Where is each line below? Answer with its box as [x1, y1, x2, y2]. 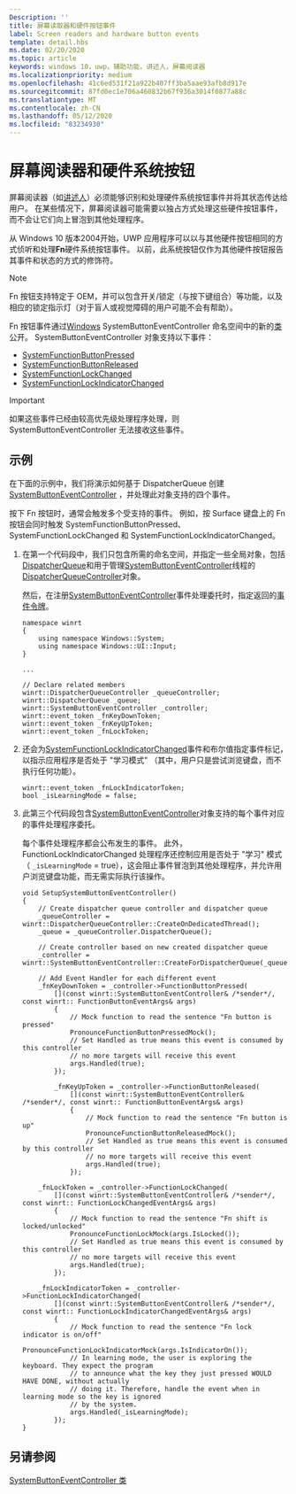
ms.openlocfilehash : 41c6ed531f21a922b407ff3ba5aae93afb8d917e [9, 79, 247, 88]
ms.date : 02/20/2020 [9, 46, 86, 55]
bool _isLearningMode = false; [21, 791, 138, 800]
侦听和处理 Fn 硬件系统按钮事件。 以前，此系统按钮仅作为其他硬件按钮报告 [16, 244, 285, 254]
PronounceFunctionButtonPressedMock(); [69, 1028, 216, 1037]
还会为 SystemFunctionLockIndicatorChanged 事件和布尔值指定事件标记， [21, 743, 288, 754]
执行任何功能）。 [21, 765, 81, 776]
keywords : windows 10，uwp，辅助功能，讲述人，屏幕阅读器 [9, 63, 206, 72]
